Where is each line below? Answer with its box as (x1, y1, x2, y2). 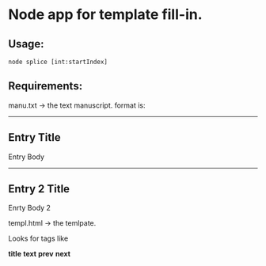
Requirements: (8, 79, 83, 93)
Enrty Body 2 (8, 203, 51, 213)
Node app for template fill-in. (8, 6, 203, 24)
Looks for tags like (8, 234, 69, 243)
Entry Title (8, 131, 61, 144)
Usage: (8, 37, 45, 51)
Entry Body (8, 152, 45, 161)
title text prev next (8, 249, 71, 259)
